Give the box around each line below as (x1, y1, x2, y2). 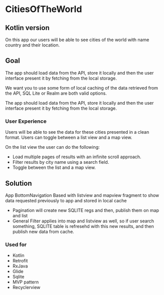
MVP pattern (12, 279, 39, 285)
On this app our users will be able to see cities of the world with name (5, 37, 149, 43)
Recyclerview (12, 284, 41, 290)
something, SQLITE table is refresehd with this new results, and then (12, 223, 154, 229)
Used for (5, 241, 27, 248)
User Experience (5, 118, 47, 125)
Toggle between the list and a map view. (12, 164, 96, 171)
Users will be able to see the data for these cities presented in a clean (5, 129, 149, 135)
